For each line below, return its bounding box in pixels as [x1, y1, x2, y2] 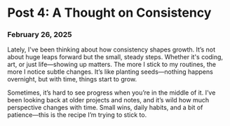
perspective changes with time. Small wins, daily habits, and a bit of [7, 103, 203, 112]
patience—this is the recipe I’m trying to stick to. [7, 111, 147, 119]
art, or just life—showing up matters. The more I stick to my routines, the [7, 61, 216, 69]
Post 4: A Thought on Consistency [7, 5, 212, 21]
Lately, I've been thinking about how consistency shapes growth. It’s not [7, 45, 216, 54]
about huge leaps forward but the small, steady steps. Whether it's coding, [7, 53, 223, 61]
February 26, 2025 [7, 30, 72, 40]
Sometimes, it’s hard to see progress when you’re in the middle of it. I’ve [7, 88, 216, 97]
